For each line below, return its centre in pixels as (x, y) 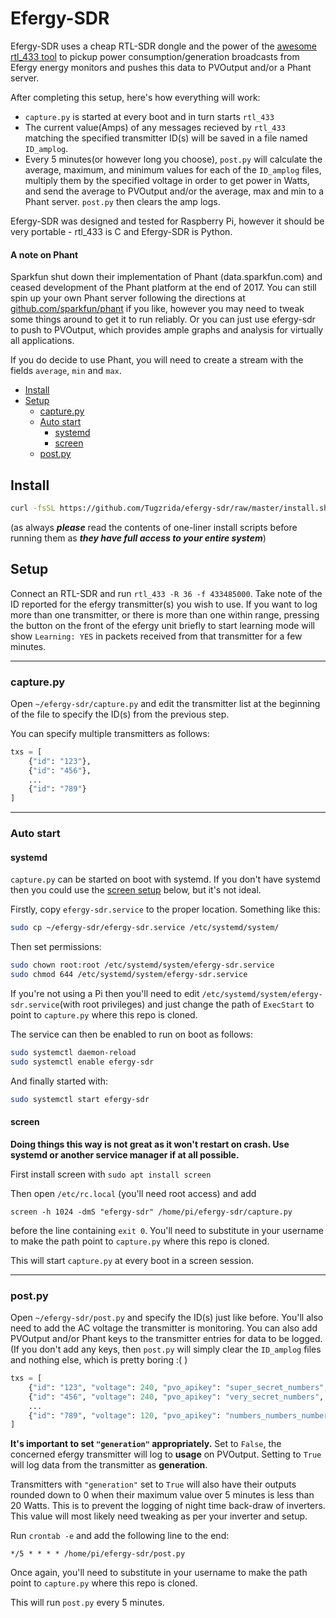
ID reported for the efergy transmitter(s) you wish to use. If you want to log (164, 604)
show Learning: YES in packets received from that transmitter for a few (156, 636)
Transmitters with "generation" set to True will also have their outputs (153, 1484)
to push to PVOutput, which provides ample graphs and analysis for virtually (167, 330)
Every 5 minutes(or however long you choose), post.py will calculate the (173, 159)
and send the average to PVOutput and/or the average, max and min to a (174, 191)
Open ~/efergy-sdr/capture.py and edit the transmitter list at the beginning (165, 703)
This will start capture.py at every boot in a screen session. (132, 1260)
